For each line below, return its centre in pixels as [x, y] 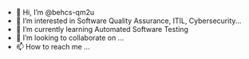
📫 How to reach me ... [53, 47]
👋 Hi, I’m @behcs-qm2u [55, 12]
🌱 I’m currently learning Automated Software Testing [102, 29]
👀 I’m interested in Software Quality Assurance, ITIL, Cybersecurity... [128, 21]
